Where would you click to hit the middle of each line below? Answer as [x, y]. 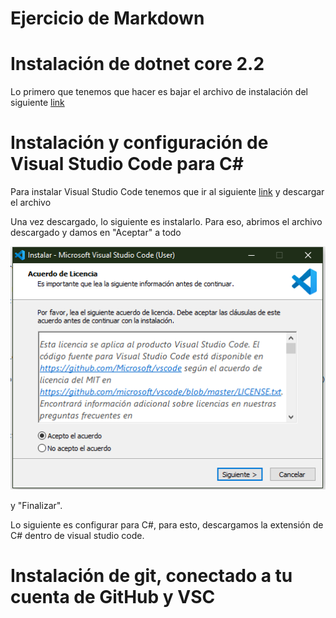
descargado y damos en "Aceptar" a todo [96, 233]
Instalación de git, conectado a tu [151, 575]
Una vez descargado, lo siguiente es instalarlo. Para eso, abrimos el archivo [166, 222]
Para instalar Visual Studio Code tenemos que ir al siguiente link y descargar [167, 192]
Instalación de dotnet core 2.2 [137, 64]
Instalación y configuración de [139, 143]
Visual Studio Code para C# [127, 164]
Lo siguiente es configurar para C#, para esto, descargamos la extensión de [167, 524]
